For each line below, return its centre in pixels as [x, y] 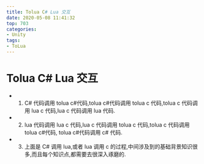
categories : [21, 29]
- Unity [16, 35]
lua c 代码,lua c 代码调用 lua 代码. [73, 110]
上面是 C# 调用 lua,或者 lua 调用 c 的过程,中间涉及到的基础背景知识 [108, 146]
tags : [13, 40]
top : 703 [17, 23]
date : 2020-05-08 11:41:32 [41, 18]
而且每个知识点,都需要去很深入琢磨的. [79, 154]
